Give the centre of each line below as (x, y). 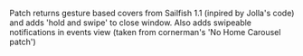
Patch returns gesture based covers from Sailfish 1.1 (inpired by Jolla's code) (152, 13)
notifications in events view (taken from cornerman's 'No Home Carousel (145, 32)
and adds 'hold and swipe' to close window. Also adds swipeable (130, 23)
